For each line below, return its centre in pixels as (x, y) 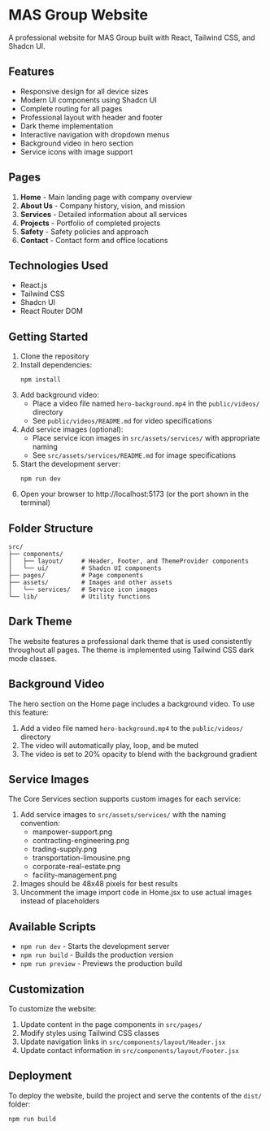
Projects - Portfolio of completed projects (90, 223)
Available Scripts (52, 927)
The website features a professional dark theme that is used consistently (130, 641)
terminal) (35, 502)
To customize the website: (52, 1009)
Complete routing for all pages (71, 108)
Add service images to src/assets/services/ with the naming (123, 815)
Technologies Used (58, 265)
